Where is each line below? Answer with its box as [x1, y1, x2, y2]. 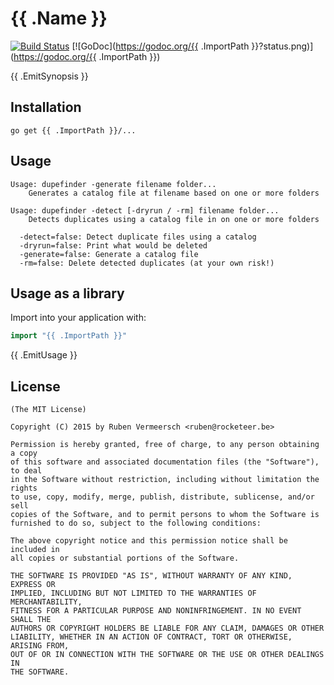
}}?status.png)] [251, 40, 314, 52]
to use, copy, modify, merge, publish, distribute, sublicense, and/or [10, 492, 315, 502]
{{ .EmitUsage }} [10, 349, 78, 361]
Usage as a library [10, 285, 125, 302]
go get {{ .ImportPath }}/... [10, 125, 137, 136]
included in [10, 545, 60, 555]
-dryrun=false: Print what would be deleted [19, 240, 208, 251]
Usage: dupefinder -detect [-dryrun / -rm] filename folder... [10, 205, 280, 216]
